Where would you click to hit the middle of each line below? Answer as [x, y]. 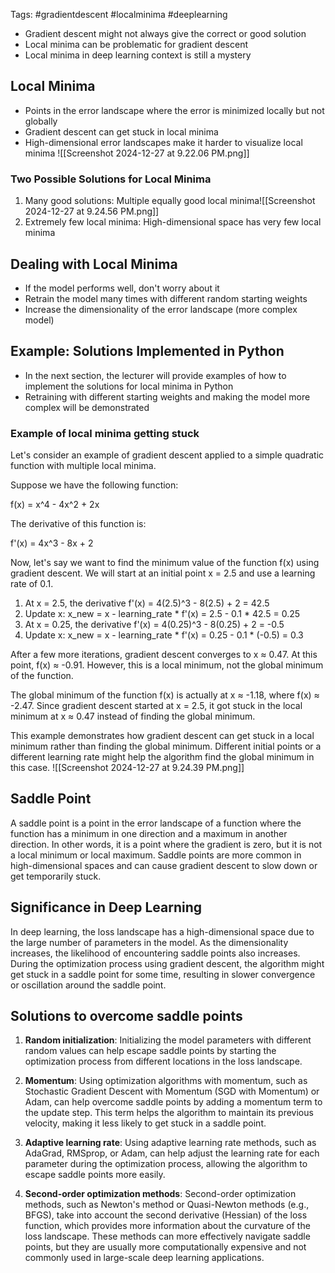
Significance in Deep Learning [106, 907]
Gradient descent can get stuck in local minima [121, 131]
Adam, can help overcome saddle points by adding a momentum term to [173, 1102]
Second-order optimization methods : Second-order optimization [160, 1194]
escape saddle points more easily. [95, 1175]
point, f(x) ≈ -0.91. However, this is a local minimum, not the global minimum [167, 665]
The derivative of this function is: [78, 524]
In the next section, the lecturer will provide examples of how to [155, 375]
